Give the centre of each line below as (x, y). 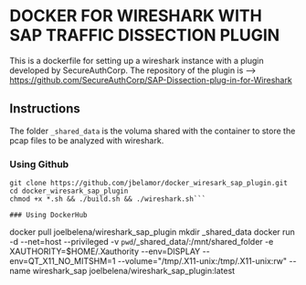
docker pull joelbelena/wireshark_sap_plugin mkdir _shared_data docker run (152, 232)
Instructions (45, 109)
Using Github (39, 164)
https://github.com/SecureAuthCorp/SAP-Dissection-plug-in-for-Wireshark (151, 79)
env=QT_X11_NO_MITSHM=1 (63, 261)
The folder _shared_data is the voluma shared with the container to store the (153, 131)
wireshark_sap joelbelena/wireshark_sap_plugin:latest (134, 271)
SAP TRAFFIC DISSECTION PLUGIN (145, 35)
